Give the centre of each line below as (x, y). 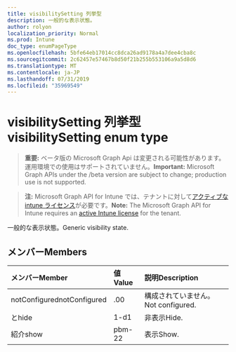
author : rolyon (29, 27)
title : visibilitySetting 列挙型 (54, 14)
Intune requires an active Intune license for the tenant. (103, 213)
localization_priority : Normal (53, 33)
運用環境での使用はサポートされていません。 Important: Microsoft (119, 167)
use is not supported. (55, 182)
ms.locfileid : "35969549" (45, 86)
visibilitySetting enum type (88, 138)
